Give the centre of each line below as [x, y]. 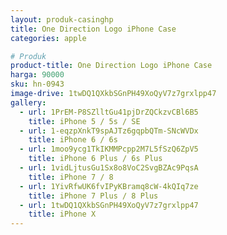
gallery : [28, 102]
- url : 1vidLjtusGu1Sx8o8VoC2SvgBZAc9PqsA [109, 168]
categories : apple [48, 38]
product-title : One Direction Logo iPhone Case [111, 66]
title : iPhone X [62, 214]
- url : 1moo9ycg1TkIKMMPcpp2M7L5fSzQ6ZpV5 [109, 149]
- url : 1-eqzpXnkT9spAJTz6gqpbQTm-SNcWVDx [109, 131]
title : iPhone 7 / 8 [71, 177]
